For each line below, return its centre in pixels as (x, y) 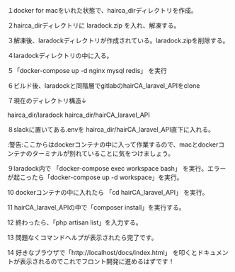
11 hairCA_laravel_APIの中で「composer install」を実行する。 (96, 207)
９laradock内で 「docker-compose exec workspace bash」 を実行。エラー (117, 168)
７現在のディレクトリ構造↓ (47, 101)
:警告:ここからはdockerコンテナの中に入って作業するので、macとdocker (113, 144)
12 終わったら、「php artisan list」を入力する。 (75, 222)
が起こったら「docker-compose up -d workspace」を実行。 (95, 177)
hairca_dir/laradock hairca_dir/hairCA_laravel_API (79, 115)
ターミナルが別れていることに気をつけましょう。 (103, 153)
